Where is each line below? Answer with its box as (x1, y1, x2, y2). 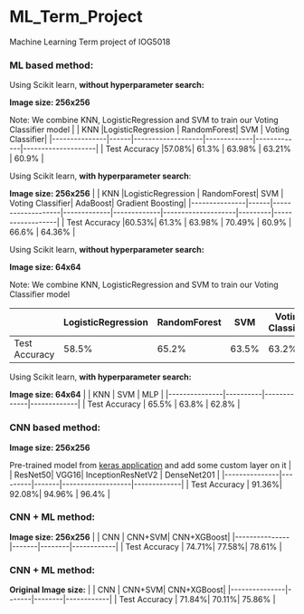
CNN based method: (9, 421, 101, 434)
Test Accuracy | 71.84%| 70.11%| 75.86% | (119, 594, 276, 605)
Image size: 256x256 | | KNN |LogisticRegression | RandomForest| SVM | (9, 188, 284, 199)
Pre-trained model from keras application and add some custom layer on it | (9, 459, 292, 470)
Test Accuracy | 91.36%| (190, 478, 282, 490)
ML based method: (9, 59, 94, 72)
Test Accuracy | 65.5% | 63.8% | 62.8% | (87, 398, 241, 409)
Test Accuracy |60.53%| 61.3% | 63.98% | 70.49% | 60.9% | (66, 217, 292, 228)
